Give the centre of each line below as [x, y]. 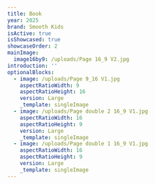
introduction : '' [32, 66]
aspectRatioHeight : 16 [53, 92]
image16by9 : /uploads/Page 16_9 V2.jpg [72, 59]
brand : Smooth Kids [36, 27]
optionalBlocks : [31, 72]
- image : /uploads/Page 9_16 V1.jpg [67, 79]
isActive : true [29, 33]
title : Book [24, 14]
